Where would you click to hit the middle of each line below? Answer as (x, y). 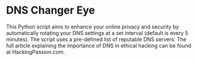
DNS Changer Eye (51, 10)
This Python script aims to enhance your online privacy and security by (93, 27)
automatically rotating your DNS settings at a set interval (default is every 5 (97, 33)
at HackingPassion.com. (35, 52)
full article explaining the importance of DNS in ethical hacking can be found (99, 46)
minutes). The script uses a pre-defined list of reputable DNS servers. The (96, 39)
